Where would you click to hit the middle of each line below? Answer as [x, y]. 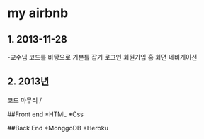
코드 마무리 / [25, 100]
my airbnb [38, 13]
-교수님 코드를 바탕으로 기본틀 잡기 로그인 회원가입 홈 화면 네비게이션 [102, 57]
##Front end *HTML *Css [45, 114]
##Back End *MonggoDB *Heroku [58, 128]
